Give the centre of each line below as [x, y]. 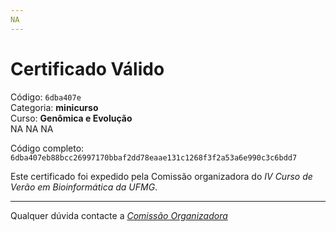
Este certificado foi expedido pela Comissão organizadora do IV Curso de [161, 176]
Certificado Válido [87, 68]
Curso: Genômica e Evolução [71, 118]
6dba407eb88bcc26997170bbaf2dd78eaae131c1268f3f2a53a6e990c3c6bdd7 [154, 157]
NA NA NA [32, 128]
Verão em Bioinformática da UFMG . [84, 187]
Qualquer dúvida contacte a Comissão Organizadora [119, 215]
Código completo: [47, 148]
